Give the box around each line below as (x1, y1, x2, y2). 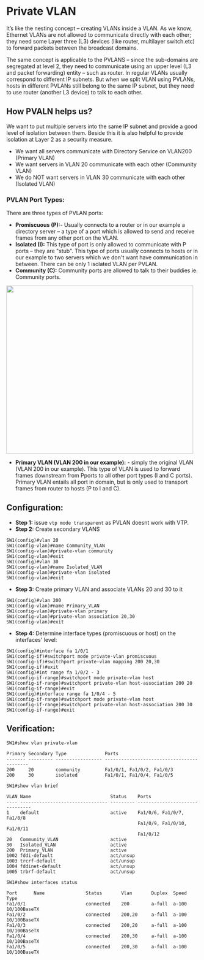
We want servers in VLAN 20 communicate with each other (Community (15, 161, 197, 168)
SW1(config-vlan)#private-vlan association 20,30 (6, 613, 136, 620)
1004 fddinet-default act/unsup (6, 863, 136, 869)
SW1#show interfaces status (6, 879, 78, 885)
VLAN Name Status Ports (6, 793, 151, 799)
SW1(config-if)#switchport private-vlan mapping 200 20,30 (6, 658, 160, 665)
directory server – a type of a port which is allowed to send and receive (15, 228, 195, 235)
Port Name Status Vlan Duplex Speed (6, 890, 188, 896)
